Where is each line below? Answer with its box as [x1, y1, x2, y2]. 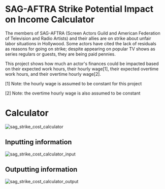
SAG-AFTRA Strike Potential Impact [5, 3, 154, 15]
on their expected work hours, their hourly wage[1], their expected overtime [5, 65, 159, 72]
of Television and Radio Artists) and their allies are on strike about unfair [5, 35, 151, 41]
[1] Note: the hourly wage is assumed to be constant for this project [5, 80, 142, 87]
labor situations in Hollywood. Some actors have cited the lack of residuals [5, 40, 157, 46]
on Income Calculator [5, 14, 95, 25]
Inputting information [5, 138, 72, 146]
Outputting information [5, 165, 78, 174]
